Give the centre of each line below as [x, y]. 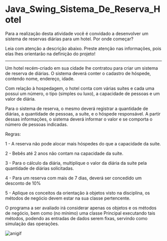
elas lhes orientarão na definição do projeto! [50, 54]
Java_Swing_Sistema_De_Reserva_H [83, 9]
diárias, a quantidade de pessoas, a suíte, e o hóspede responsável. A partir [83, 114]
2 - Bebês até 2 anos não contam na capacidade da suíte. [64, 153]
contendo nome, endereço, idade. [40, 79]
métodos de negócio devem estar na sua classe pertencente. [68, 198]
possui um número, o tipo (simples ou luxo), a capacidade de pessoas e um [83, 94]
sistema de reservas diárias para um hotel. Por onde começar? [69, 39]
